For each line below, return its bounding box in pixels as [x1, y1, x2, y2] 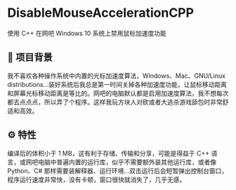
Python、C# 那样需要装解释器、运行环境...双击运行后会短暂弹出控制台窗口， [7, 166, 228, 175]
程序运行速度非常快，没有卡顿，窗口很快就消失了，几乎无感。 [7, 175, 186, 184]
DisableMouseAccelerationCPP [7, 5, 195, 21]
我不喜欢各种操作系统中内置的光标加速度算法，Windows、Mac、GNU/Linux [7, 72, 226, 80]
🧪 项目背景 [7, 51, 53, 64]
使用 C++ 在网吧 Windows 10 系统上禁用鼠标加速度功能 [7, 29, 166, 37]
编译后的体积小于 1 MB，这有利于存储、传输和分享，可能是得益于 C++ [7, 149, 210, 157]
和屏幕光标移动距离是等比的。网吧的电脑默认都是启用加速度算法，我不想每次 [7, 89, 229, 97]
